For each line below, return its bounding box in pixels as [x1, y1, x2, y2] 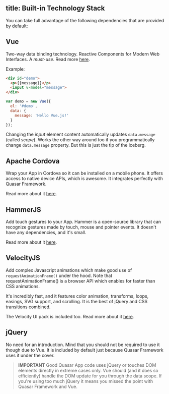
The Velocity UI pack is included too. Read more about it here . [6, 313, 134, 319]
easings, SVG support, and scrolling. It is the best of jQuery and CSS [6, 298, 148, 304]
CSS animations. [6, 283, 40, 289]
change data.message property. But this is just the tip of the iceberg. [6, 142, 146, 148]
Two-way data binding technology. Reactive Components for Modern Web [6, 50, 160, 57]
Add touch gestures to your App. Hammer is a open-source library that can [6, 219, 161, 224]
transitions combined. [6, 304, 51, 310]
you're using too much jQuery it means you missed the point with [18, 378, 153, 384]
